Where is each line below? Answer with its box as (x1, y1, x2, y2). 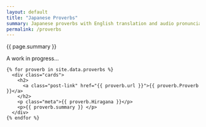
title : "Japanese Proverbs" (6, 15, 78, 21)
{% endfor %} (6, 115, 40, 121)
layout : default (6, 9, 48, 15)
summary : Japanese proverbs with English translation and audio (6, 20, 174, 26)
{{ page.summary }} (6, 43, 57, 50)
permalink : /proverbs (6, 26, 62, 33)
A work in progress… (6, 55, 59, 62)
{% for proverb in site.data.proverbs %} (6, 67, 114, 73)
